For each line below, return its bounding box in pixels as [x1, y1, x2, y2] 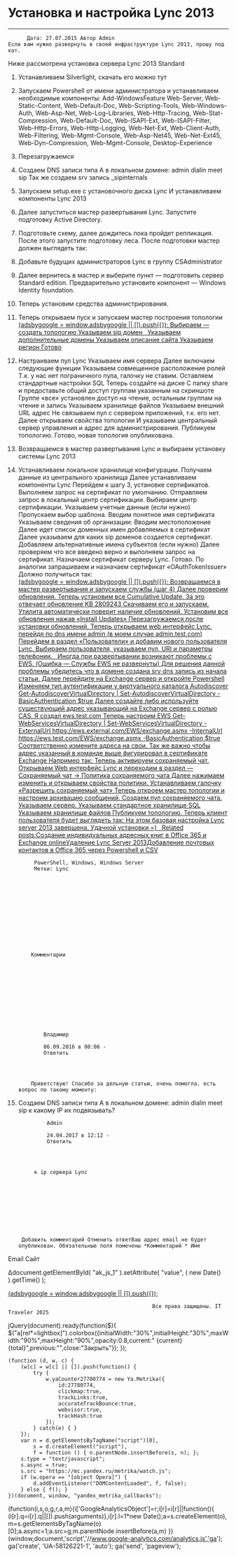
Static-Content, [18, 101, 63, 109]
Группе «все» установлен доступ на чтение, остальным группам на [18, 393, 222, 402]
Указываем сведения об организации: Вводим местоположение [18, 518, 211, 526]
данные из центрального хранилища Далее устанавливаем [18, 473, 197, 481]
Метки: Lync [34, 865, 69, 872]
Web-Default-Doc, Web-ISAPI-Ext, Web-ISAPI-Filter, [60, 116, 212, 124]
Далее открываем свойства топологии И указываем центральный [18, 416, 218, 424]
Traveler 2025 [8, 1309, 50, 1316]
